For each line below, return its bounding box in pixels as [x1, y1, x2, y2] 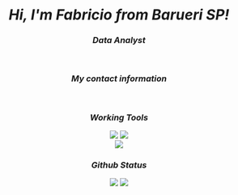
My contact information [70, 73, 168, 84]
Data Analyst [91, 35, 147, 46]
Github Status [91, 159, 147, 171]
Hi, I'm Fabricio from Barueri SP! [8, 6, 230, 24]
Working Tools [89, 112, 149, 123]
